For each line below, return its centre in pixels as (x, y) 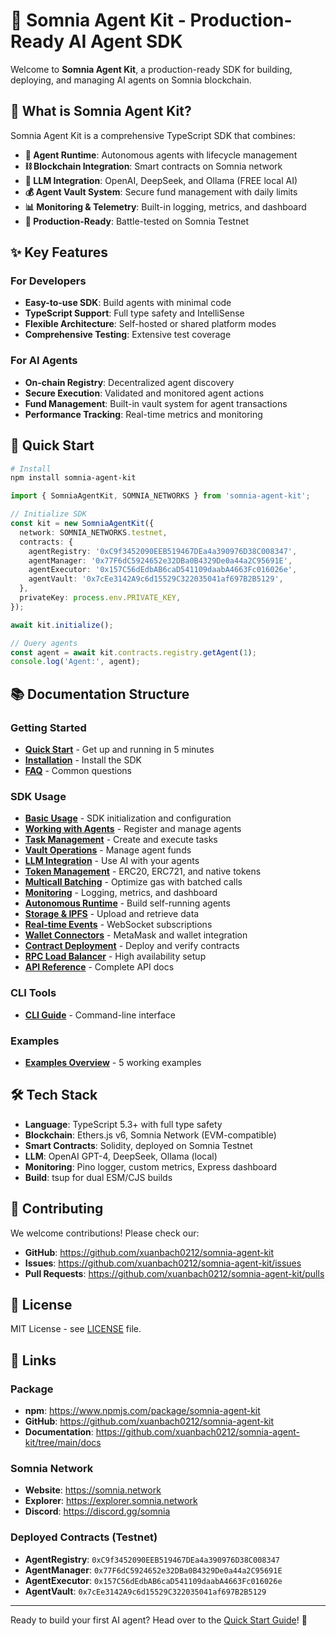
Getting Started (48, 727)
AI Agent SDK (125, 41)
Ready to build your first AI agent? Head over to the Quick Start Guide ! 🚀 (159, 1620)
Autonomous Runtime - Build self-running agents (127, 903)
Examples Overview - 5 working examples (113, 1062)
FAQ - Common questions (78, 770)
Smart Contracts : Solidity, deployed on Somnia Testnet (138, 1145)
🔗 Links (33, 1360)
